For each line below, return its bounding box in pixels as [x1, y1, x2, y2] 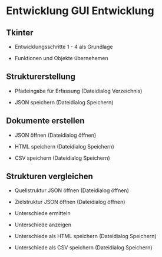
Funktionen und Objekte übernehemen [14, 55, 109, 61]
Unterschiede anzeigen [14, 221, 72, 228]
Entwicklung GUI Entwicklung [6, 4, 154, 18]
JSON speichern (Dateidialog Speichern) [14, 98, 114, 106]
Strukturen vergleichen [6, 172, 93, 182]
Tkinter [6, 28, 34, 38]
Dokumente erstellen [6, 116, 85, 126]
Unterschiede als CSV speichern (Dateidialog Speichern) [14, 244, 153, 251]
